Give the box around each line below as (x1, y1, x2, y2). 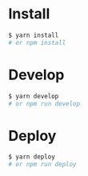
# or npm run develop (8, 99, 81, 108)
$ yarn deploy (8, 153, 56, 161)
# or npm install (8, 38, 66, 46)
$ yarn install (8, 31, 59, 39)
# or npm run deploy (8, 161, 78, 169)
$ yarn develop (8, 92, 59, 100)
